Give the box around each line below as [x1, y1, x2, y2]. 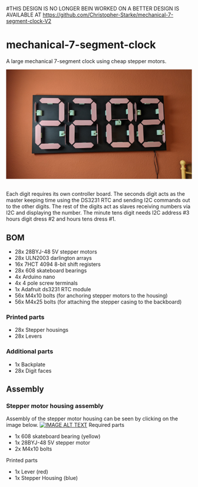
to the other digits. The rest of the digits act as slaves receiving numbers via [6, 203, 190, 210]
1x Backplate [14, 361, 46, 368]
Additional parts [6, 347, 54, 356]
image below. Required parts [6, 422, 125, 429]
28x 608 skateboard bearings [14, 266, 87, 274]
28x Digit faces [14, 367, 52, 374]
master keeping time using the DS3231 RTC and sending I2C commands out [6, 197, 190, 204]
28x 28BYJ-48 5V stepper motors [14, 248, 97, 255]
